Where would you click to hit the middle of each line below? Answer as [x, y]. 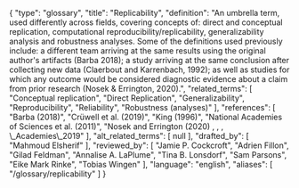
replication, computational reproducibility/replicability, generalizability [137, 32]
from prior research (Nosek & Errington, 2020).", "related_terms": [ [131, 89]
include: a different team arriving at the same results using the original [138, 51]
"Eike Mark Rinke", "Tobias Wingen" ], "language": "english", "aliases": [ [141, 164]
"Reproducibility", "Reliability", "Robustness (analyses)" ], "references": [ [142, 107]
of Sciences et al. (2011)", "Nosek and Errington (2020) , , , [117, 127]
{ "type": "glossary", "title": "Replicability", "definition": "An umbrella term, [145, 13]
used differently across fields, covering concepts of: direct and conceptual [146, 22]
